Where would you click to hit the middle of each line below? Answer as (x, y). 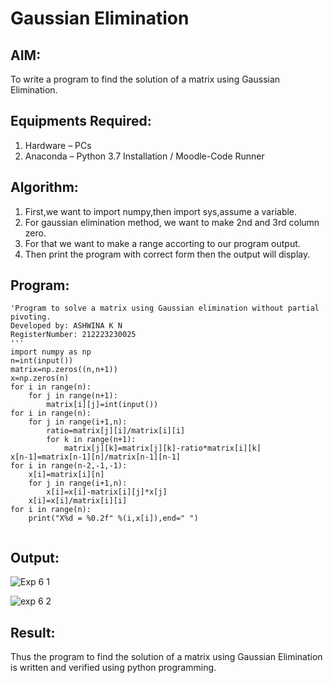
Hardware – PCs (58, 145)
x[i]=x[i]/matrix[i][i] (78, 501)
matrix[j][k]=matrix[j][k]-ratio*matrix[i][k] (162, 448)
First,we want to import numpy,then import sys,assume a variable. (161, 211)
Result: (33, 632)
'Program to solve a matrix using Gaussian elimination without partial (165, 308)
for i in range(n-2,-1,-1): (69, 466)
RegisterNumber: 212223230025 (73, 335)
